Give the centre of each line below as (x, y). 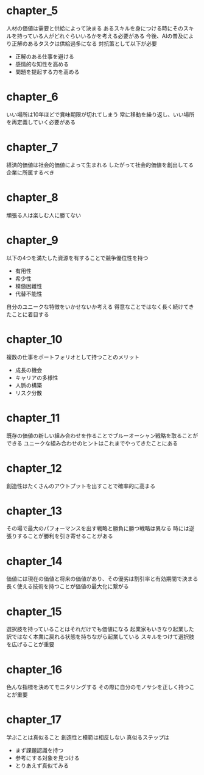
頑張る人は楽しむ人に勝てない (44, 215)
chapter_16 (34, 669)
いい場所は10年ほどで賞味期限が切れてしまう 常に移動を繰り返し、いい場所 (100, 114)
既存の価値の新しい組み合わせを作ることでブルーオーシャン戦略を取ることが (102, 435)
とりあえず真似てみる (42, 766)
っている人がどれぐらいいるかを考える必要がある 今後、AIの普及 (103, 36)
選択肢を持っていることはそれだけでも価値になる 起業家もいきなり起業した (100, 629)
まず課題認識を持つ (39, 751)
